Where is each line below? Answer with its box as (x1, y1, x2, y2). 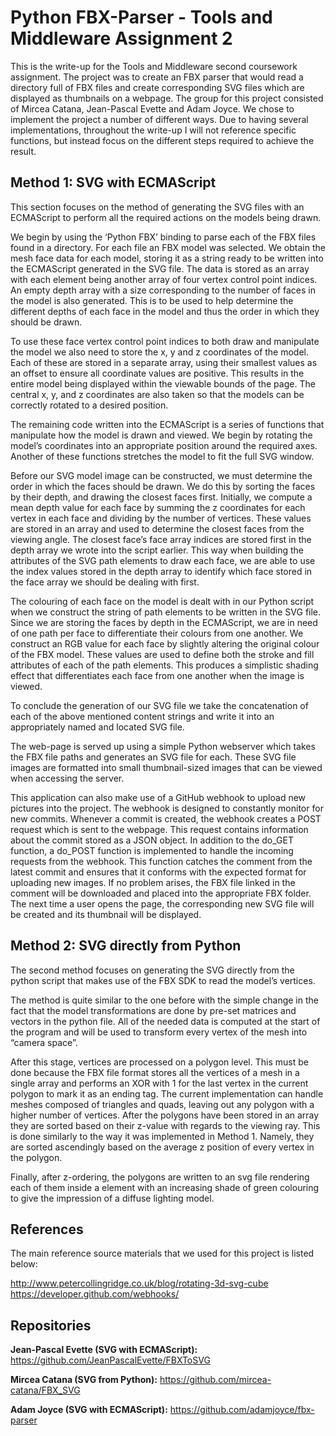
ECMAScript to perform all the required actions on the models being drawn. (10, 211, 322, 223)
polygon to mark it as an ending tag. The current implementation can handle (10, 1087, 324, 1100)
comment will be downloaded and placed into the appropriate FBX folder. (10, 887, 312, 899)
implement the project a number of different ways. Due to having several (10, 113, 309, 125)
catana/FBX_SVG (10, 1384, 81, 1396)
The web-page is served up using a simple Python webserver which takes (10, 740, 316, 752)
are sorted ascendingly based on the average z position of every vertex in (10, 1141, 315, 1153)
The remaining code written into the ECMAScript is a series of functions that (10, 418, 325, 430)
